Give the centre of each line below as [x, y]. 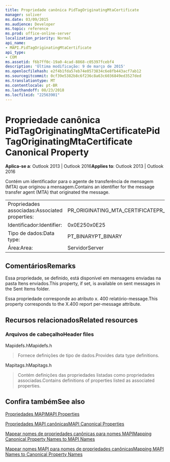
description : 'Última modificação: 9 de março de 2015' [65, 66]
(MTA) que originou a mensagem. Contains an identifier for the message [80, 187]
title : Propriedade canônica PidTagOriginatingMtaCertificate [72, 10]
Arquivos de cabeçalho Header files [50, 334]
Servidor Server [86, 248]
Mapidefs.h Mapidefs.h [29, 345]
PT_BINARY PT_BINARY [95, 236]
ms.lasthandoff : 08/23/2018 [35, 90]
